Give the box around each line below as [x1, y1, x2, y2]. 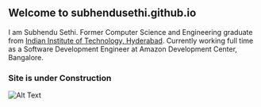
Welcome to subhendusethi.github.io [8, 6, 197, 20]
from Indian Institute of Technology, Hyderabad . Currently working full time [8, 36, 254, 45]
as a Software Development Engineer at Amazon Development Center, [8, 44, 238, 54]
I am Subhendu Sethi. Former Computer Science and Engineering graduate [8, 27, 253, 36]
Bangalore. [8, 52, 44, 62]
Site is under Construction [8, 72, 112, 83]
